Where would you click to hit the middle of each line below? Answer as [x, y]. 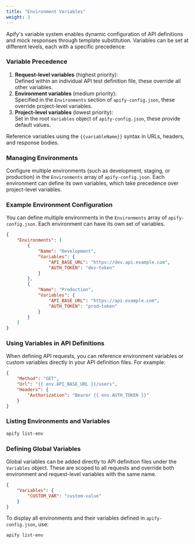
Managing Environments [42, 158]
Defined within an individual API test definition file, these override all [98, 81]
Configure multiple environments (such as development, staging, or [88, 171]
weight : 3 [18, 17]
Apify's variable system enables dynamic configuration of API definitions [95, 34]
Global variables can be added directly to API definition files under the [92, 462]
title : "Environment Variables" [46, 12]
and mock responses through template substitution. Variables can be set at [97, 40]
